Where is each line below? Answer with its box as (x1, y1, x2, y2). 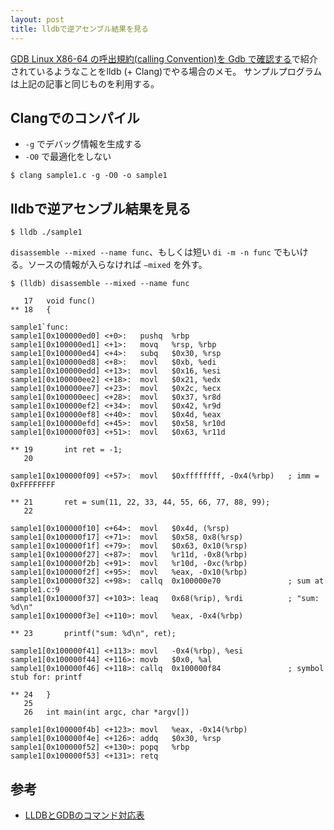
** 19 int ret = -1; (10, 445, 123, 455)
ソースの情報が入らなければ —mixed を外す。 (27, 259, 208, 271)
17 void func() (23, 296, 97, 306)
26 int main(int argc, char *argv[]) (23, 707, 190, 718)
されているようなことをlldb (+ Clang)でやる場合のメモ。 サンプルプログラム (10, 65, 323, 77)
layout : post (10, 14, 65, 25)
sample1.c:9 (10, 585, 60, 595)
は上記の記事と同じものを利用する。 (10, 77, 160, 90)
